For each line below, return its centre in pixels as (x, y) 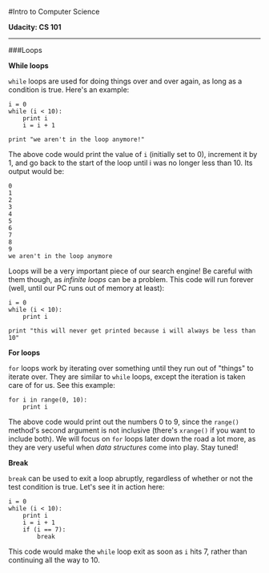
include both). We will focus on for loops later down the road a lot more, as (132, 439)
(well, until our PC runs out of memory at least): (86, 288)
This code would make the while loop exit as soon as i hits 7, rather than (128, 551)
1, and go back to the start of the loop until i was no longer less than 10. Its (130, 163)
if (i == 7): (44, 530)
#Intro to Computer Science (54, 12)
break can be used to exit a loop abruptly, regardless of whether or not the (131, 478)
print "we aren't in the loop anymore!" (77, 139)
